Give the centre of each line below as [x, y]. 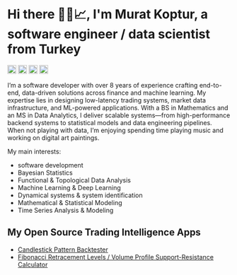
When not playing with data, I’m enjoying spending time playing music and [116, 130]
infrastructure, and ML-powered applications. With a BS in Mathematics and [118, 107]
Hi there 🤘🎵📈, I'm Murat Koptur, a [108, 14]
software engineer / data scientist [109, 34]
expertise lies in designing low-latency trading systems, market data [107, 100]
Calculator [33, 264]
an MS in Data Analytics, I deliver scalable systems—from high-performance [119, 115]
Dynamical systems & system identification [80, 195]
